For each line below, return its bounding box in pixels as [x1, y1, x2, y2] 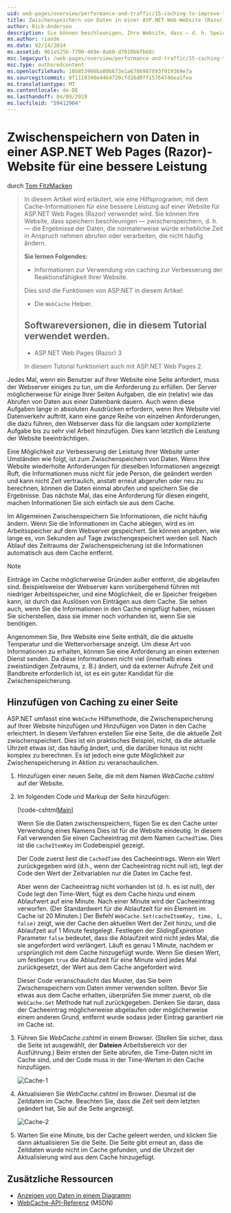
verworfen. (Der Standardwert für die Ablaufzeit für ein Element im [16, 904, 206, 913]
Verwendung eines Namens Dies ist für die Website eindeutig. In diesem [16, 826, 222, 835]
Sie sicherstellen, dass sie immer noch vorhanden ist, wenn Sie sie [7, 611, 196, 620]
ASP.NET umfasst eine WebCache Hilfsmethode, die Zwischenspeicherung [7, 715, 213, 723]
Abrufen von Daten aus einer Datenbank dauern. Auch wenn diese [7, 397, 195, 405]
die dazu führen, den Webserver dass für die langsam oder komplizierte [7, 419, 211, 427]
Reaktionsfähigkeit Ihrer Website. [34, 273, 129, 281]
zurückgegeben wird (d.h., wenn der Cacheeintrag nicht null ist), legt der [16, 862, 223, 870]
